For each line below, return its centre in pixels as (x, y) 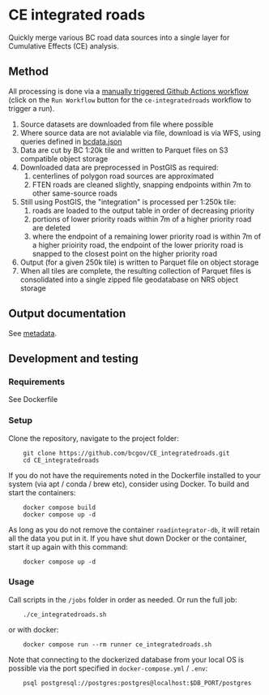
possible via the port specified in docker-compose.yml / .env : (108, 668)
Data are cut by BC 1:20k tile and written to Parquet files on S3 (124, 150)
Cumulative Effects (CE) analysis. (64, 45)
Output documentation (67, 314)
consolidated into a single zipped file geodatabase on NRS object (129, 279)
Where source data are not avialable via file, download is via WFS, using (141, 132)
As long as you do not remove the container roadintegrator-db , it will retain (134, 529)
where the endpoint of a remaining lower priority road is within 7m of (147, 236)
